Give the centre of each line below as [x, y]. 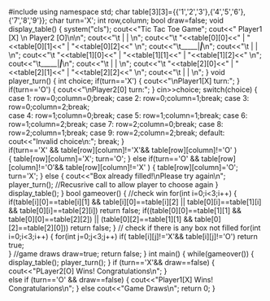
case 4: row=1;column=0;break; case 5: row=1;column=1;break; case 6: [128, 116]
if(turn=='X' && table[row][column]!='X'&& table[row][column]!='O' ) [123, 150]
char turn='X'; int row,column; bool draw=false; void [136, 20]
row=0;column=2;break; [49, 107]
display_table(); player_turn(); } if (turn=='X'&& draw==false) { [112, 262]
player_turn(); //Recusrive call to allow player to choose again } [113, 185]
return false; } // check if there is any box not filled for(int [165, 228]
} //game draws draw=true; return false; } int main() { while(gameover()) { [131, 254]
